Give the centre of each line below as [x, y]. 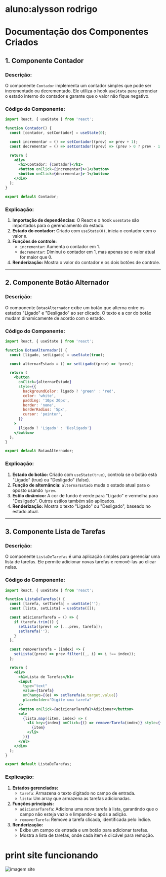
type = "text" [35, 686]
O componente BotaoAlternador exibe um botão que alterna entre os [75, 307]
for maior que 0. [36, 257]
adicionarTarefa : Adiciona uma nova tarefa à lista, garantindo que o [89, 809]
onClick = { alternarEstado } [45, 382]
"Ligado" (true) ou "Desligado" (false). [51, 479]
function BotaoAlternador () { [36, 350]
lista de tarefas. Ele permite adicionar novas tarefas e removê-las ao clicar [81, 562]
